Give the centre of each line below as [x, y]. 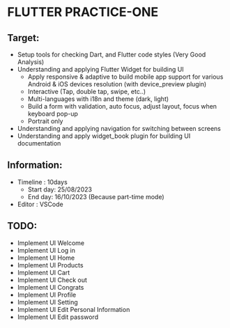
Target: [23, 38]
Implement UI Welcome [51, 243]
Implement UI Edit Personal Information [74, 309]
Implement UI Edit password [58, 317]
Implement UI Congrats [51, 287]
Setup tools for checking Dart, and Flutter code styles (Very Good [112, 54]
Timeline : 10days [42, 182]
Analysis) [31, 62]
